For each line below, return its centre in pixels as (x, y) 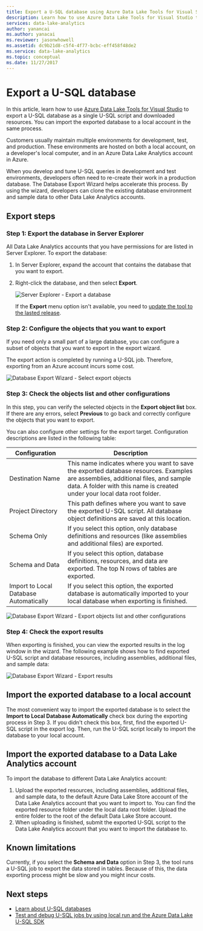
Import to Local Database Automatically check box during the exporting (97, 716)
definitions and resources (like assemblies (127, 535)
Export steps (31, 216)
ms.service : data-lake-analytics (48, 51)
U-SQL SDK (30, 922)
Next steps (27, 894)
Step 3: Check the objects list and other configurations (88, 394)
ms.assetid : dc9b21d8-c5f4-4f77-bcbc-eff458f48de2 (71, 46)
